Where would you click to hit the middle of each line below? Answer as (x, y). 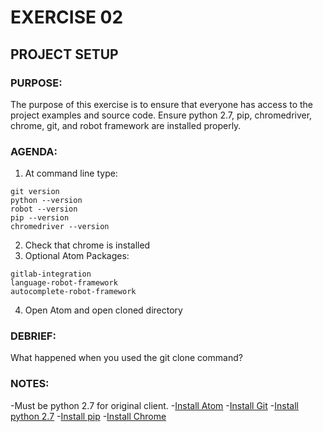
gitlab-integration (51, 274)
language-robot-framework (64, 283)
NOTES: (30, 384)
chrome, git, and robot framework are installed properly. (126, 125)
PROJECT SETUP (64, 54)
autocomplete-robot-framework (73, 292)
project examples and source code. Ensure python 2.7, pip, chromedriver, (161, 115)
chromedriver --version (60, 227)
